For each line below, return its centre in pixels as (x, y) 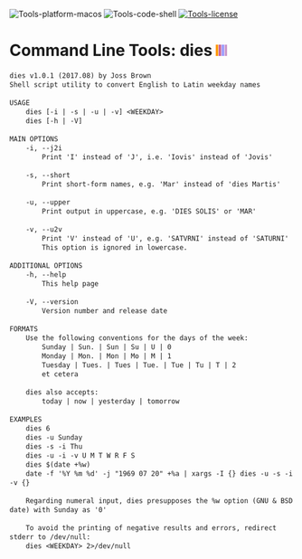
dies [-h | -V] (54, 121)
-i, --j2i (44, 148)
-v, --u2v (44, 229)
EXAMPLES (26, 419)
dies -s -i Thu (54, 446)
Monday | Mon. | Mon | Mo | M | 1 (107, 356)
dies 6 (38, 428)
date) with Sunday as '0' (58, 510)
